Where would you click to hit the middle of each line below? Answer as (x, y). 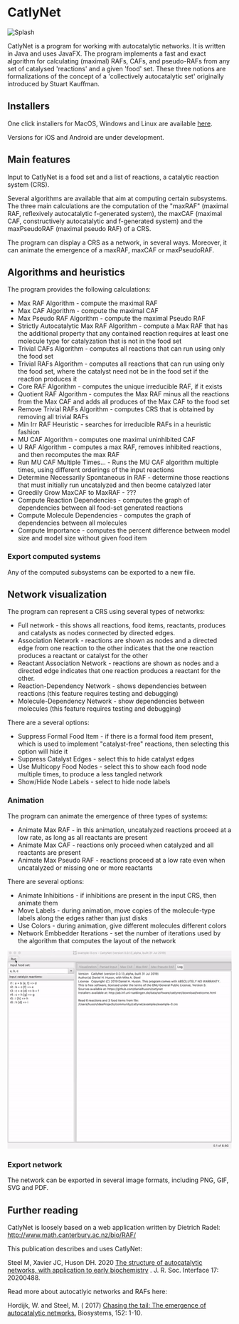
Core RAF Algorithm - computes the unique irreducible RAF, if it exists (120, 386)
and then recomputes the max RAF (68, 455)
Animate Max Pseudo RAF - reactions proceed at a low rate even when (121, 860)
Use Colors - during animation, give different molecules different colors (122, 925)
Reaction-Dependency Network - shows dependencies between (112, 686)
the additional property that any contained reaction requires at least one (123, 334)
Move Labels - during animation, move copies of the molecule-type (116, 910)
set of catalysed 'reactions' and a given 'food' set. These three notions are (117, 68)
